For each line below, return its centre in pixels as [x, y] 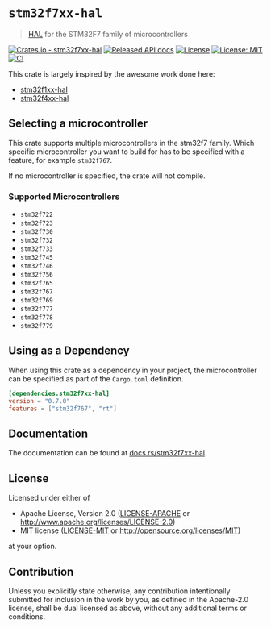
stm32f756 [37, 275]
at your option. [33, 547]
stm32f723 [37, 223]
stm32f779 [37, 326]
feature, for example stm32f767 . [60, 160]
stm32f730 [37, 232]
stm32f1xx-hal [44, 89]
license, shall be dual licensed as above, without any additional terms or [128, 608]
